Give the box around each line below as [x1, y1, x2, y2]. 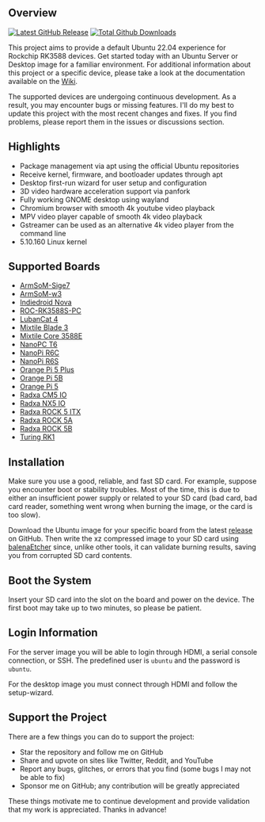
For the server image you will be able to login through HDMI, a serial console [8, 647, 258, 656]
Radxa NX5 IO [19, 399, 66, 408]
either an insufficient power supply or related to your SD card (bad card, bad [8, 493, 257, 503]
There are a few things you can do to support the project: [8, 732, 195, 741]
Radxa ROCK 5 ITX [19, 407, 81, 417]
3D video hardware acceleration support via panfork [19, 186, 191, 196]
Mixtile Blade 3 [19, 323, 69, 332]
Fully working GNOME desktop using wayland [19, 194, 169, 205]
